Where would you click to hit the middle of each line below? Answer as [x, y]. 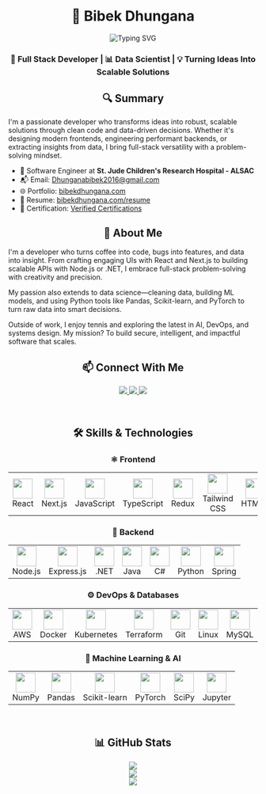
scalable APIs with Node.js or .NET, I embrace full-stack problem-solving [127, 269]
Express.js [68, 572]
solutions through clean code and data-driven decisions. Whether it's [121, 130]
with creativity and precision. [55, 277]
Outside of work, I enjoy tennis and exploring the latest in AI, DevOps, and [129, 325]
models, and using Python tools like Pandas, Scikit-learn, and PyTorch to [127, 301]
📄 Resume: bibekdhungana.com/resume [85, 199]
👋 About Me [133, 233]
